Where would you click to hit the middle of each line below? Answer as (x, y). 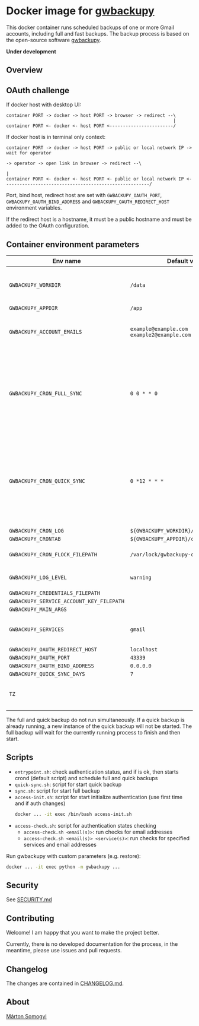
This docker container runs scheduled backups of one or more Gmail (90, 27)
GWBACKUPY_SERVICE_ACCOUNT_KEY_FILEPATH (67, 601)
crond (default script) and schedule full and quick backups (86, 778)
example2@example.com (161, 335)
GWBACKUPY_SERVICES (36, 629)
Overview (25, 70)
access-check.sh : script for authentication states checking (85, 825)
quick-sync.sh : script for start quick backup (68, 784)
